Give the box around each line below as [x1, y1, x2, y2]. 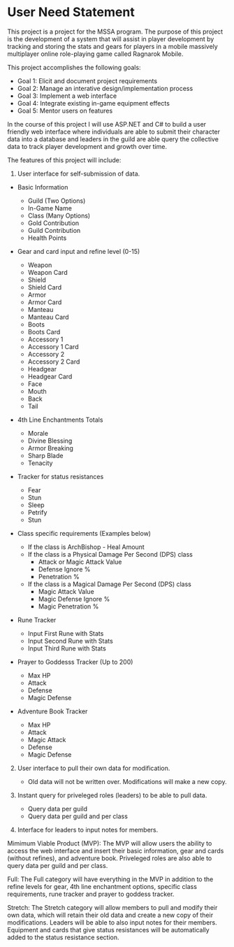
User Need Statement [7, 4, 135, 20]
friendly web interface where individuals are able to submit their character [7, 127, 221, 136]
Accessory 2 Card [27, 357, 80, 366]
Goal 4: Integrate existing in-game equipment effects [17, 99, 170, 107]
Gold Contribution [27, 218, 80, 227]
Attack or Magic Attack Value [38, 557, 122, 566]
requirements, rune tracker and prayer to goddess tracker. [7, 890, 175, 898]
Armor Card [27, 298, 62, 306]
